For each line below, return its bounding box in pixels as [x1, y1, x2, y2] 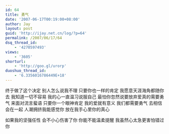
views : [5, 49, 19, 54]
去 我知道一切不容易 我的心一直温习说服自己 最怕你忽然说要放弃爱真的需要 [5, 94, 160, 100]
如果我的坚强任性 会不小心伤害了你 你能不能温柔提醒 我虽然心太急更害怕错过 [5, 117, 164, 123]
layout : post [5, 26, 33, 31]
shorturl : [5, 59, 26, 64]
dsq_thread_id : [5, 40, 37, 45]
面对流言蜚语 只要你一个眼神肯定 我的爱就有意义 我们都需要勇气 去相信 [15, 100, 162, 106]
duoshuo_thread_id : [5, 69, 47, 74]
